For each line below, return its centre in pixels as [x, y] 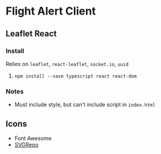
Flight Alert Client [51, 11]
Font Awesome [33, 138]
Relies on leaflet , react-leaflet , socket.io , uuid [67, 64]
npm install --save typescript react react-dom [75, 76]
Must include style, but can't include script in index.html [85, 105]
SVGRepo [26, 144]
